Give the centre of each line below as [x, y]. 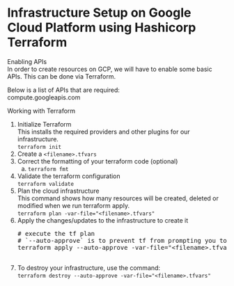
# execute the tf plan [56, 233]
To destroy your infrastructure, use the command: [89, 268]
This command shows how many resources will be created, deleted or [118, 198]
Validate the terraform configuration [69, 176]
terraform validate [46, 184]
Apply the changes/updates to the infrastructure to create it [103, 220]
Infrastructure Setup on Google [99, 13]
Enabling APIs [27, 61]
